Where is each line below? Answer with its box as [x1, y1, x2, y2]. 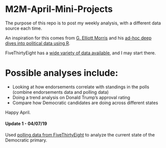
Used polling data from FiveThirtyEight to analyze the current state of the [5, 132, 156, 138]
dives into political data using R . [5, 40, 71, 46]
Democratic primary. [5, 137, 47, 143]
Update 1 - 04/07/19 [5, 121, 47, 127]
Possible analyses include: [5, 67, 119, 79]
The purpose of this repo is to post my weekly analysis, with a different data [5, 20, 161, 26]
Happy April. [5, 109, 31, 115]
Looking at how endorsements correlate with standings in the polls [12, 84, 150, 90]
